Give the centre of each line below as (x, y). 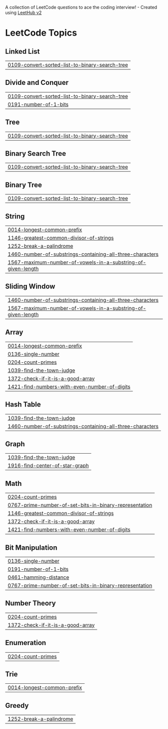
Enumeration (26, 643)
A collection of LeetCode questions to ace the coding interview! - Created (81, 7)
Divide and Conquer (37, 83)
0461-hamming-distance (38, 577)
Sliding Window (30, 287)
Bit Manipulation (31, 547)
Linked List (22, 51)
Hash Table (23, 405)
